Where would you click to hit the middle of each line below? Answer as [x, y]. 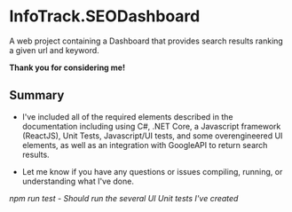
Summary [37, 95]
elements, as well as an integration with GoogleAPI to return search [145, 145]
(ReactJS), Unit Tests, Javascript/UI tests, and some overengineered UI [152, 136]
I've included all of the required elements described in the [127, 116]
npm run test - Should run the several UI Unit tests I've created [124, 198]
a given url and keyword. [54, 50]
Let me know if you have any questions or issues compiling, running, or [152, 171]
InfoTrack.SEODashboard [105, 16]
